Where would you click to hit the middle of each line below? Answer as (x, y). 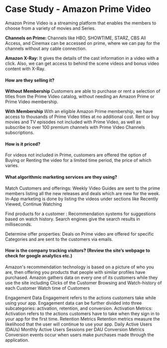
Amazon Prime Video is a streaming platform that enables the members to (81, 23)
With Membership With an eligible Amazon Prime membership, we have (79, 112)
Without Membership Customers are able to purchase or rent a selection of (83, 91)
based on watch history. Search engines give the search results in (73, 219)
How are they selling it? (30, 80)
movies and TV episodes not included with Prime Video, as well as (73, 122)
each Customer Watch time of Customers (48, 288)
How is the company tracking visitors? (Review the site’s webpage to (78, 250)
